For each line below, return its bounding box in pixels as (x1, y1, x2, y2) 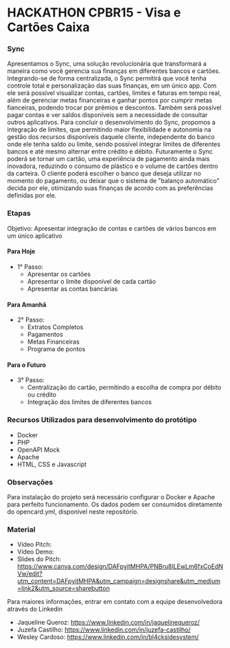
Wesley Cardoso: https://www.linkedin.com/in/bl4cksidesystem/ (16, 633, 199, 641)
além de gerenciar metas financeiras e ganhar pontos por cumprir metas (7, 96, 213, 105)
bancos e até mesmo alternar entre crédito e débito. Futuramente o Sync (7, 147, 213, 156)
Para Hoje (7, 247, 36, 255)
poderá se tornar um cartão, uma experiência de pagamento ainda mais (7, 155, 210, 163)
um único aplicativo (7, 231, 62, 240)
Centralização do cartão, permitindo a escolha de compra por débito (27, 384, 222, 392)
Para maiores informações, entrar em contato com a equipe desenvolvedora (7, 598, 223, 606)
